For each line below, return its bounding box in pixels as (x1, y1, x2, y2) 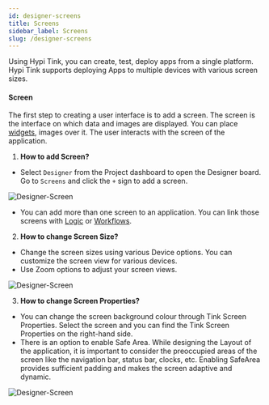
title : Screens (8, 19, 60, 28)
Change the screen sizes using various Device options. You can (19, 248, 233, 258)
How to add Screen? (19, 151, 90, 162)
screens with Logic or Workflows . (19, 216, 132, 226)
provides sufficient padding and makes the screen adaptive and (19, 364, 233, 373)
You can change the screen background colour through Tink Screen (19, 312, 247, 322)
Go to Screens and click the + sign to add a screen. (19, 176, 188, 186)
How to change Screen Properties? (19, 296, 140, 306)
